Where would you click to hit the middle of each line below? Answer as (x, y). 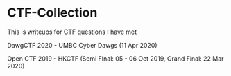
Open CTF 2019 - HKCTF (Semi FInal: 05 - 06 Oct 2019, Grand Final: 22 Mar (115, 58)
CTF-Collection (52, 13)
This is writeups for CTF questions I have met (72, 32)
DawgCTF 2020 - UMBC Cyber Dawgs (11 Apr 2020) (82, 45)
